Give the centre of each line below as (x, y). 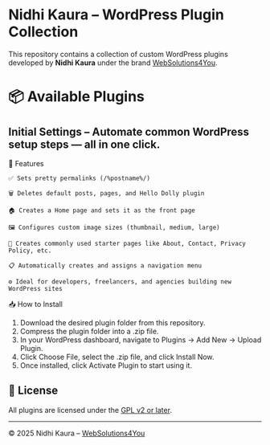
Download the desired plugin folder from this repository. (113, 322)
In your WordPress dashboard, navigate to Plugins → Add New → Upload (141, 340)
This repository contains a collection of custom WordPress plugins (119, 54)
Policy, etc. (30, 251)
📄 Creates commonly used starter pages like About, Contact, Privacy (127, 243)
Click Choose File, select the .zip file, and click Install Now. (117, 357)
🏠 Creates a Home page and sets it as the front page (102, 210)
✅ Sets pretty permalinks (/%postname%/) (80, 178)
